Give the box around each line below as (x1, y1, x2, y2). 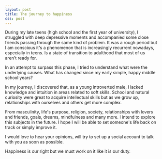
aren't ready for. (5, 55, 37, 61)
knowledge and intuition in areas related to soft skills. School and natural (5, 89, 149, 95)
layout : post (5, 7, 31, 12)
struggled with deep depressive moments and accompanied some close (5, 34, 149, 40)
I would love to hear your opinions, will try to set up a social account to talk (5, 134, 154, 140)
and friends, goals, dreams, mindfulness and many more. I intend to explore (5, 114, 156, 120)
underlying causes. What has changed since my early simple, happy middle (5, 70, 156, 76)
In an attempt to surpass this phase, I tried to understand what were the (5, 64, 147, 70)
